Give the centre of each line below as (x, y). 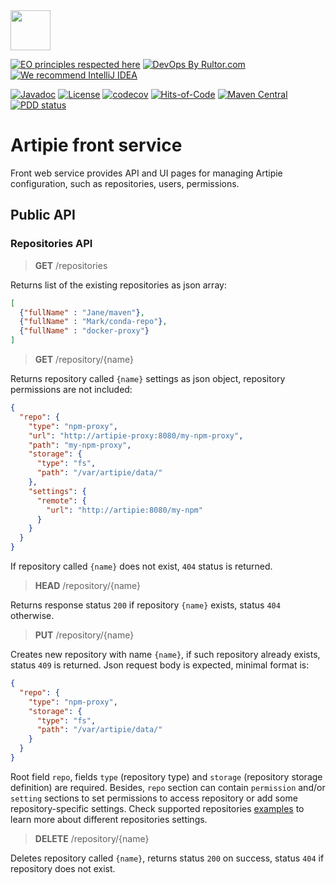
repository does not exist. (63, 868)
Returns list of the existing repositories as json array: (118, 285)
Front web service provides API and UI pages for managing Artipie (146, 173)
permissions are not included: (71, 389)
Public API (43, 215)
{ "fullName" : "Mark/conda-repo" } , (93, 322)
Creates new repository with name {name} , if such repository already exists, (165, 654)
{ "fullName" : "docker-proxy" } (84, 331)
